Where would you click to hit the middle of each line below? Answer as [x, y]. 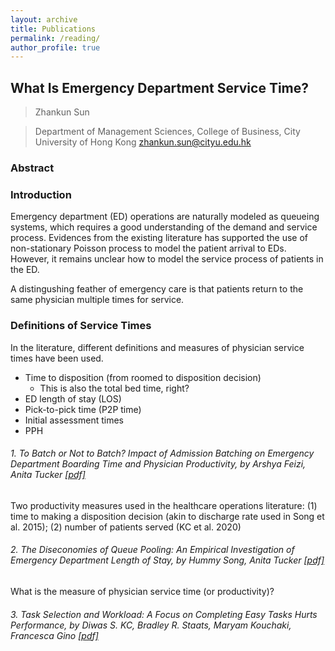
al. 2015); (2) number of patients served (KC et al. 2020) [126, 527]
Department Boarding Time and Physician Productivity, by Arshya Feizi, [158, 464]
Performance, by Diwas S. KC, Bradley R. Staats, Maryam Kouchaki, [151, 625]
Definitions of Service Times [81, 326]
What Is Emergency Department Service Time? [160, 87]
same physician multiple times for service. [97, 300]
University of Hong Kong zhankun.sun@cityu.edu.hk [143, 142]
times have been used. [57, 358]
